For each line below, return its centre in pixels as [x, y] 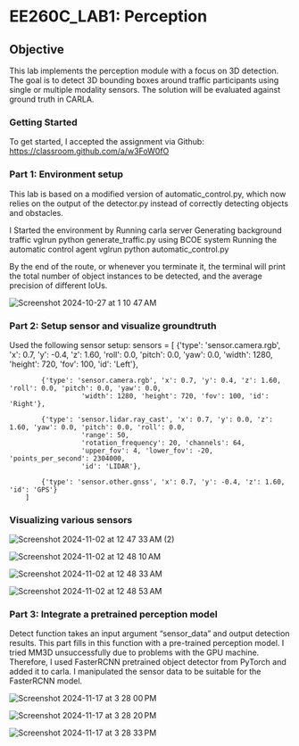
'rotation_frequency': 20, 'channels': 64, [163, 443]
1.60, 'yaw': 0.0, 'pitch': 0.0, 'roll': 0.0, [97, 427]
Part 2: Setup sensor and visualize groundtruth [113, 326]
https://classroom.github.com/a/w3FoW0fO [89, 151]
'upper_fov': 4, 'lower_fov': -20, [147, 451]
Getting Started [43, 122]
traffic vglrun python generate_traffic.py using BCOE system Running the [143, 239]
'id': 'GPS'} [33, 489]
